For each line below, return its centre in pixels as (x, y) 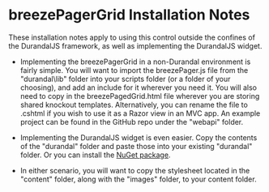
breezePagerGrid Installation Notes (129, 15)
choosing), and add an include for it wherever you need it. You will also (139, 87)
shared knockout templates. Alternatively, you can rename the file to (134, 105)
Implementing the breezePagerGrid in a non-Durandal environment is (135, 62)
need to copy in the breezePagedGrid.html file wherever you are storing (140, 96)
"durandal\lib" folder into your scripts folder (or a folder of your (125, 79)
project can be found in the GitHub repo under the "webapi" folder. (132, 122)
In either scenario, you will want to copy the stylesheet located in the (135, 170)
